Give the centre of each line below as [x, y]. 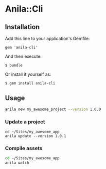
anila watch [17, 163]
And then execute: [23, 56]
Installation [22, 27]
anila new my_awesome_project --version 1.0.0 [53, 109]
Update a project [25, 121]
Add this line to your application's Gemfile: [47, 38]
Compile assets [24, 148]
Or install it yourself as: [28, 74]
